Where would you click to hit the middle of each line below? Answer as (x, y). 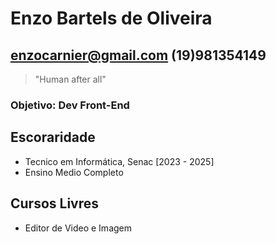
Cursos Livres (55, 203)
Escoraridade (53, 137)
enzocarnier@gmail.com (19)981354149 (138, 55)
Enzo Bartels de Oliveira (111, 18)
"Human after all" (70, 79)
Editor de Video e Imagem (78, 228)
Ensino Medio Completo (74, 172)
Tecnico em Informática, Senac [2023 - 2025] (119, 161)
